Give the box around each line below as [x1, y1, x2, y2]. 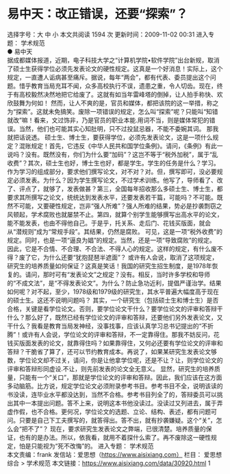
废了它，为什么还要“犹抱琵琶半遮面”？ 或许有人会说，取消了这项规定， [18, 253, 218, 261]
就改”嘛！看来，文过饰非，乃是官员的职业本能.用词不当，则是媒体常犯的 [7, 116, 210, 124]
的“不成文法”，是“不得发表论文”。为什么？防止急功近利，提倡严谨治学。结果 [7, 279, 222, 287]
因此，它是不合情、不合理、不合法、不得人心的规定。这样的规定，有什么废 [7, 244, 217, 252]
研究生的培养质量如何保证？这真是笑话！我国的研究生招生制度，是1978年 [7, 261, 212, 270]
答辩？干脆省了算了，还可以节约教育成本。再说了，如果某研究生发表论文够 [7, 347, 217, 355]
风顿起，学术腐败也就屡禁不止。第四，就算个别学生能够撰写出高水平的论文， [7, 210, 223, 218]
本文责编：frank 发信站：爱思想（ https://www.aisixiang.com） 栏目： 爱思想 [7, 450, 222, 458]
